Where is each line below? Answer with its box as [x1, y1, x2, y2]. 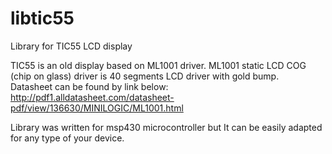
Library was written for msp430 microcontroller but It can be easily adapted [10, 121, 323, 133]
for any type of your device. [10, 132, 125, 144]
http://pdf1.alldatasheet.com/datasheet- [10, 91, 175, 103]
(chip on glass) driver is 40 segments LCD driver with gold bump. [10, 70, 280, 82]
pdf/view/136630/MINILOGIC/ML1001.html [10, 102, 184, 114]
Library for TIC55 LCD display [10, 40, 133, 52]
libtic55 [10, 7, 75, 30]
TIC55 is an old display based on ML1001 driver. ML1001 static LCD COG [10, 59, 307, 71]
